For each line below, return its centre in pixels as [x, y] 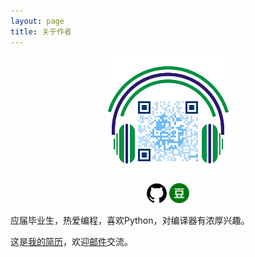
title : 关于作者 [41, 31]
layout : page [37, 21]
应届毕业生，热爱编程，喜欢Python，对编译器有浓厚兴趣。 [130, 220]
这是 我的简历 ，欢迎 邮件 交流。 [71, 241]
